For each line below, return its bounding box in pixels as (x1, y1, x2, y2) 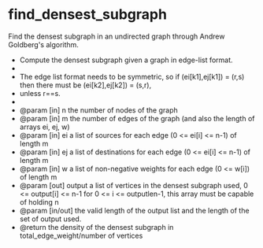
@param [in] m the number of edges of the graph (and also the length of (19, 113, 255, 123)
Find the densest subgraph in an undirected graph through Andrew (8, 31, 225, 41)
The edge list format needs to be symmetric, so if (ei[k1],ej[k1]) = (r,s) (19, 72, 245, 81)
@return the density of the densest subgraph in (19, 222, 174, 231)
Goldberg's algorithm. (8, 39, 79, 49)
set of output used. (19, 214, 82, 224)
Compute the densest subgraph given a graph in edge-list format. (19, 55, 234, 65)
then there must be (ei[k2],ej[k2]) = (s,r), (19, 80, 152, 90)
